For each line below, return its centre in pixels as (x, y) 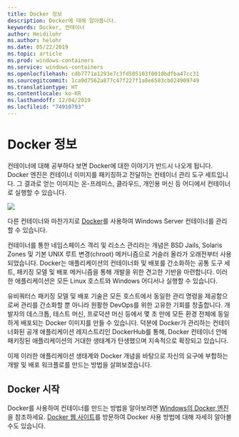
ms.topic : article (35, 54)
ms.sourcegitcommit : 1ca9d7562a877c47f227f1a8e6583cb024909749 (103, 80)
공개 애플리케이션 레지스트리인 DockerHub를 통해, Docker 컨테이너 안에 (127, 331)
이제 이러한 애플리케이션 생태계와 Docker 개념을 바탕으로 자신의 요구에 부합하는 (118, 356)
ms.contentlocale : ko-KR (44, 94)
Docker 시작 (34, 390)
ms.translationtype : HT (43, 87)
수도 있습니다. (27, 426)
